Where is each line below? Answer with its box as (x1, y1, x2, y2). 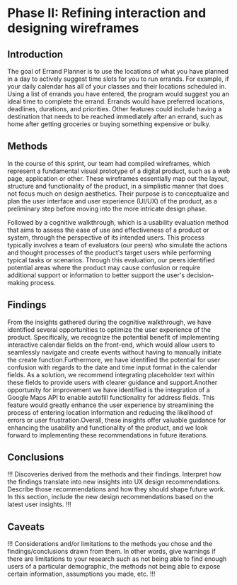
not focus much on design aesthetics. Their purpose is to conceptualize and (7, 189, 229, 198)
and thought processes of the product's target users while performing (7, 248, 212, 257)
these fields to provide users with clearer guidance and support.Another (7, 378, 218, 386)
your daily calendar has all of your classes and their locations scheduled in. (7, 82, 227, 90)
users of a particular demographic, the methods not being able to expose (7, 562, 221, 571)
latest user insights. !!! (7, 500, 71, 508)
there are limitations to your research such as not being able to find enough (7, 555, 227, 563)
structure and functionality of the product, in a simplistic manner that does (7, 182, 224, 190)
